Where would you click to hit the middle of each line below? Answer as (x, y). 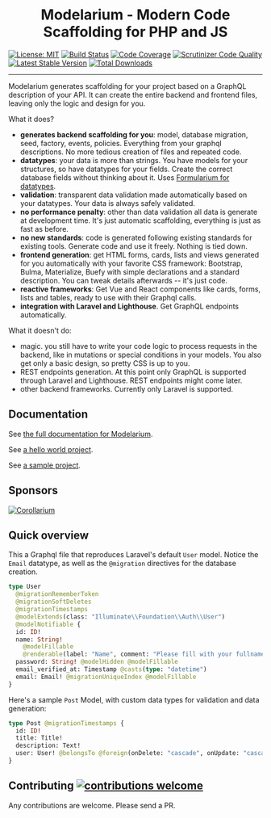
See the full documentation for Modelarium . (81, 434)
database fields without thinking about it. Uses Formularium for (125, 177)
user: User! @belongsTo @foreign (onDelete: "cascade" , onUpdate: (128, 753)
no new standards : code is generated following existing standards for (136, 237)
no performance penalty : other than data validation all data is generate (139, 212)
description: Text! (48, 746)
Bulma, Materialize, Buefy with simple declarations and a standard (130, 271)
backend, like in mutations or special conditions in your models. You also (141, 354)
